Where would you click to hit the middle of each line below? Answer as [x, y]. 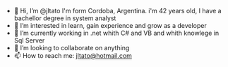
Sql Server [29, 40]
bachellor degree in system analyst [65, 18]
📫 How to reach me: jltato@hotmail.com [73, 55]
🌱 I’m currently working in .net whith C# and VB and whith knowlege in [116, 33]
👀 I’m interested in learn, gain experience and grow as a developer [110, 25]
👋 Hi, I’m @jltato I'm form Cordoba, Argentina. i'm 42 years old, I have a [118, 11]
